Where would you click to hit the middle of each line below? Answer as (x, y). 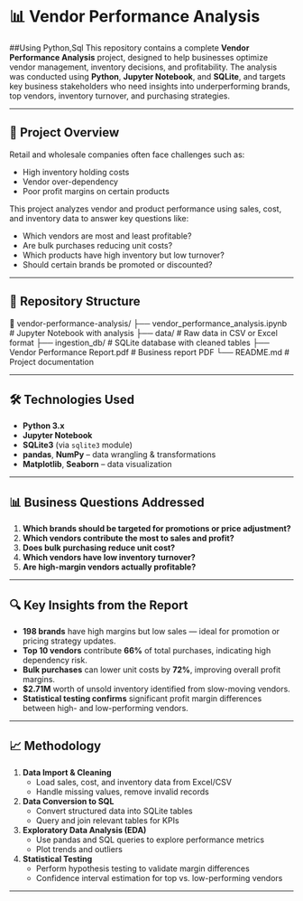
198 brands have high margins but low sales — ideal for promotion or (151, 631)
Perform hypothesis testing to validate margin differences (142, 868)
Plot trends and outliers (79, 849)
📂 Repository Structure (75, 301)
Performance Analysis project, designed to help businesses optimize (139, 57)
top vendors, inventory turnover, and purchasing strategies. (119, 96)
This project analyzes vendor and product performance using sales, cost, (146, 209)
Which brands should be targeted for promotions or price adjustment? (156, 529)
